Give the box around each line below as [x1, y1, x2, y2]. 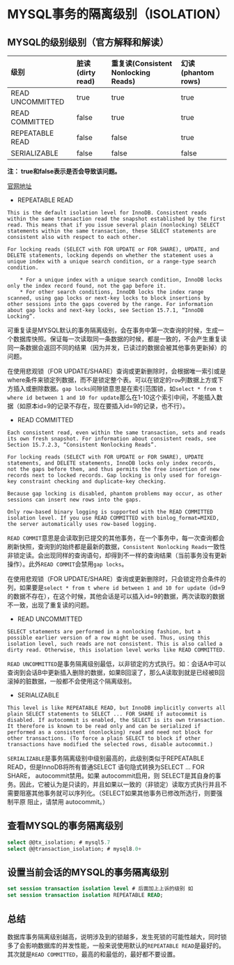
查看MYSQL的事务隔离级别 [7, 820, 123, 832]
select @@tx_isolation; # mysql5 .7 [7, 839, 111, 846]
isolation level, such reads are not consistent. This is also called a [7, 640, 223, 647]
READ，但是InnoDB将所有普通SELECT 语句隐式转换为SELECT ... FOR [7, 763, 205, 771]
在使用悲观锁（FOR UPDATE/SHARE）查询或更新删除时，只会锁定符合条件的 [7, 575, 226, 582]
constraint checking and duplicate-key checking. [19, 478, 167, 485]
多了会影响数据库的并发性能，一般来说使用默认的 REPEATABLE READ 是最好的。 [7, 941, 225, 950]
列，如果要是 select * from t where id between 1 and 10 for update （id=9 [7, 583, 226, 592]
